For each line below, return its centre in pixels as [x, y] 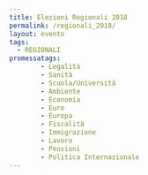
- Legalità [61, 67]
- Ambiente [61, 91]
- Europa [57, 116]
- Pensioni [61, 148]
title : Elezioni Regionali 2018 [68, 17]
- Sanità [57, 75]
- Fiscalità [63, 125]
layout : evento [37, 34]
